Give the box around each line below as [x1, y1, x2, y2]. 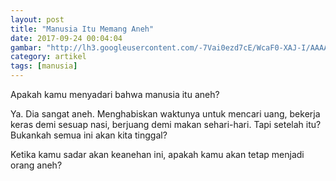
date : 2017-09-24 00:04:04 [10, 33, 123, 43]
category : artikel [10, 52, 87, 62]
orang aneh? [10, 159, 63, 171]
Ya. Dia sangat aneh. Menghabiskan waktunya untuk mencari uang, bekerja [10, 108, 321, 120]
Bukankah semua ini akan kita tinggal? [10, 129, 168, 141]
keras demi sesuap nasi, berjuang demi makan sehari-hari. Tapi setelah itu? [10, 119, 322, 130]
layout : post [10, 14, 65, 25]
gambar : [10, 42, 43, 53]
